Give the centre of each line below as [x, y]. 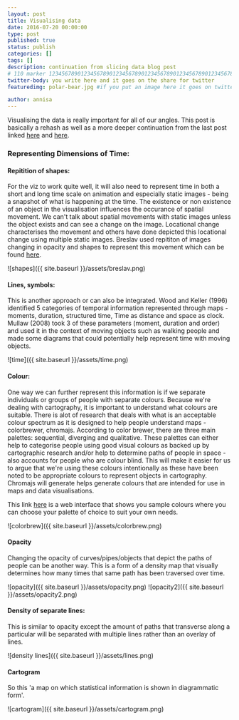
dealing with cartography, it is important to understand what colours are [113, 407]
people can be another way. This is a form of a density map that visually [113, 565]
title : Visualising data [44, 21]
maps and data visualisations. [51, 490]
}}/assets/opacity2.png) [42, 594]
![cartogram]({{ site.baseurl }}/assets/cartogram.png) [86, 709]
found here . [24, 254]
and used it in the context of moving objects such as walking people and [113, 331]
